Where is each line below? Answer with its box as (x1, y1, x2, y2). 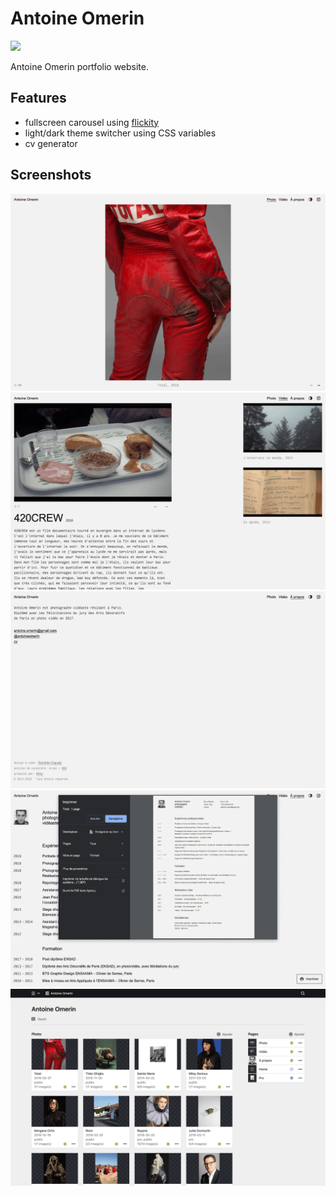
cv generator (24, 137, 78, 149)
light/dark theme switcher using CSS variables (24, 127, 217, 139)
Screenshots (10, 167, 92, 184)
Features (10, 90, 67, 107)
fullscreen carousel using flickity (24, 116, 160, 128)
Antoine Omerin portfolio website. (10, 60, 149, 72)
